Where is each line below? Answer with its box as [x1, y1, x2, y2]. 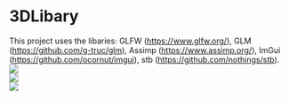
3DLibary [9, 6, 79, 27]
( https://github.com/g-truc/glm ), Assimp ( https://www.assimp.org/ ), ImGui [9, 44, 281, 55]
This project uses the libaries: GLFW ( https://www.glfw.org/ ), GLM [9, 35, 252, 46]
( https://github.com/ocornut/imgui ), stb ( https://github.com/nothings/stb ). [9, 54, 280, 65]
